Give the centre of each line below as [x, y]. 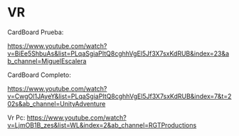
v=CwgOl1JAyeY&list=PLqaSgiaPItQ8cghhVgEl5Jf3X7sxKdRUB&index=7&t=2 [119, 96]
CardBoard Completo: [39, 75]
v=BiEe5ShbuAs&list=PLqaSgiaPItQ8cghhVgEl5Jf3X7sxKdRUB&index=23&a [118, 53]
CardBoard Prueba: [36, 32]
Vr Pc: [16, 117]
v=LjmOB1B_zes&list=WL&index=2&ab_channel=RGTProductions [102, 125]
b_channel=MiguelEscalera [47, 61]
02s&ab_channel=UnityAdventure [57, 103]
